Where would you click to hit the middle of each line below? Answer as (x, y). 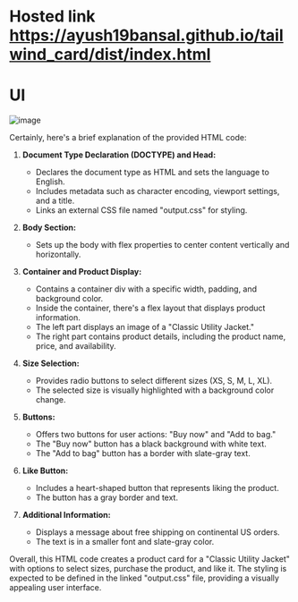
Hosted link (52, 17)
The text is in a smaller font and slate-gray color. (125, 542)
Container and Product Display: (82, 272)
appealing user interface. (55, 588)
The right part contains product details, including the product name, (161, 336)
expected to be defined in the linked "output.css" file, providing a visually (145, 578)
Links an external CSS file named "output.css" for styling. (141, 210)
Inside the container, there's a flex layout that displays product (150, 308)
